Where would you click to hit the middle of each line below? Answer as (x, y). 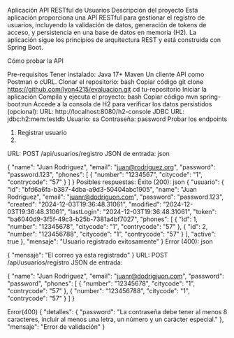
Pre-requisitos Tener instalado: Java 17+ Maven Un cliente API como (106, 74)
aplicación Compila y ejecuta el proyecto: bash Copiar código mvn (103, 97)
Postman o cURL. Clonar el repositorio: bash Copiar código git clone (105, 82)
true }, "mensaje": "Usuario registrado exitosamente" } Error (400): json (110, 241)
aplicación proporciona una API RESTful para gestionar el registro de (106, 17)
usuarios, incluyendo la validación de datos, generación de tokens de (107, 25)
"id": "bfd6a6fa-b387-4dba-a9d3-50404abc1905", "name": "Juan (102, 189)
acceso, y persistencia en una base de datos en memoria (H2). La (102, 32)
